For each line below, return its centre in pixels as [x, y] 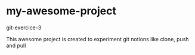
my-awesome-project [61, 11]
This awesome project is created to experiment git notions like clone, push [97, 39]
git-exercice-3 [24, 27]
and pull [16, 45]
